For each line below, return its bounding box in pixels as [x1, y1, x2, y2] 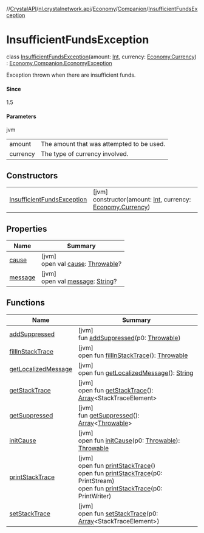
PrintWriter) [78, 492, 112, 500]
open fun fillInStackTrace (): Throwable [78, 351, 188, 360]
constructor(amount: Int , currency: [93, 195, 191, 204]
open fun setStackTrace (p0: [78, 509, 158, 518]
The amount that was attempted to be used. [41, 140, 166, 148]
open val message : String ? [41, 277, 117, 285]
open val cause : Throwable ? [41, 259, 122, 268]
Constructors [6, 170, 58, 181]
